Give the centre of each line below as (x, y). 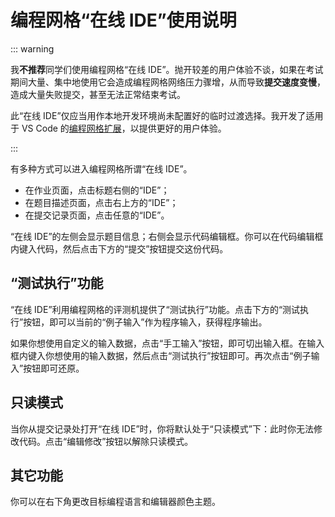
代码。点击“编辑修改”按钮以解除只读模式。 (106, 441)
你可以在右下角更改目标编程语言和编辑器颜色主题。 (115, 502)
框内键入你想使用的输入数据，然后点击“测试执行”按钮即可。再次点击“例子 (161, 355)
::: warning (32, 48)
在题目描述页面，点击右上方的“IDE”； (101, 202)
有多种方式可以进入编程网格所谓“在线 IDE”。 (101, 168)
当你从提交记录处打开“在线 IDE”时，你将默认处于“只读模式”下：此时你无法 (162, 428)
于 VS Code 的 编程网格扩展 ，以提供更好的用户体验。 (118, 128)
